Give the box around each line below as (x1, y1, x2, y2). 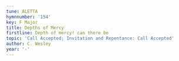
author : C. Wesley (6, 41, 51, 47)
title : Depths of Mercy (6, 24, 65, 31)
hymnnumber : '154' (6, 14, 51, 20)
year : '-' (6, 46, 31, 52)
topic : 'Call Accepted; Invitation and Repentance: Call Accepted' (6, 35, 175, 41)
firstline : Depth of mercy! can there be (6, 30, 109, 36)
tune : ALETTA (6, 8, 38, 15)
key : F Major (6, 19, 38, 25)
